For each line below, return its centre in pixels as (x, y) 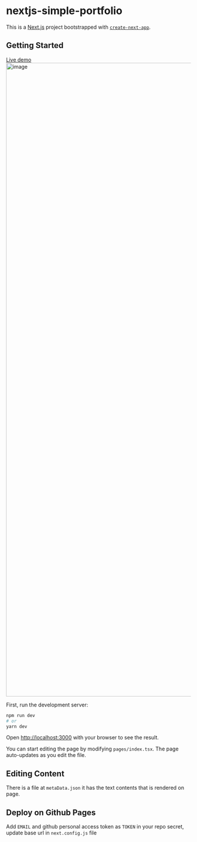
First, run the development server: (47, 705)
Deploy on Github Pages (51, 812)
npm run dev (21, 715)
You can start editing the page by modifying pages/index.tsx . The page (92, 749)
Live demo (19, 59)
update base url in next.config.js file (51, 833)
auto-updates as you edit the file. (46, 755)
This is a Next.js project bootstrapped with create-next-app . (79, 27)
